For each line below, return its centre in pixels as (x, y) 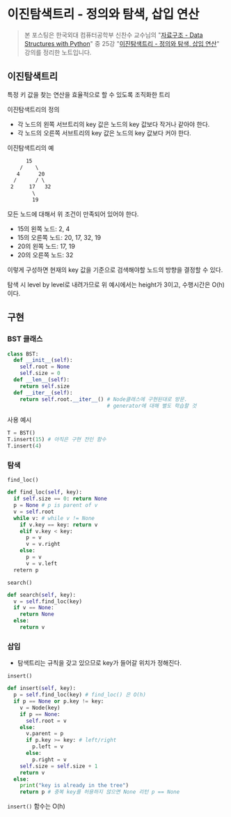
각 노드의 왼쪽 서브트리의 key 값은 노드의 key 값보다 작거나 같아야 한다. (113, 124)
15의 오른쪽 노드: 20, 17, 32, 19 (59, 237)
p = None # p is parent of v (56, 505)
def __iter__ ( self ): (43, 392)
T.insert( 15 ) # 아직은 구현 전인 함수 (57, 440)
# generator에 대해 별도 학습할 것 (152, 406)
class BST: (23, 354)
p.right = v (50, 759)
